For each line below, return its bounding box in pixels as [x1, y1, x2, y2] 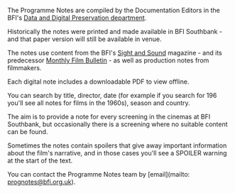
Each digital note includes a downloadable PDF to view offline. [7, 77, 190, 86]
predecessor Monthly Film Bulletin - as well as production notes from [7, 56, 209, 65]
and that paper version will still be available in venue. [7, 35, 162, 43]
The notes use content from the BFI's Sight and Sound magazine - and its [7, 49, 222, 57]
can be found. [7, 128, 48, 136]
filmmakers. [7, 64, 42, 72]
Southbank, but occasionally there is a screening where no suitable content [7, 120, 229, 128]
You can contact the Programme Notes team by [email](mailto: [7, 170, 190, 178]
